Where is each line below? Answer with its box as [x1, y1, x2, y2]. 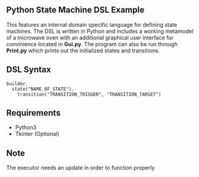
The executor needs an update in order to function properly [6, 164, 155, 172]
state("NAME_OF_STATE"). [12, 86, 75, 92]
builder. [6, 80, 29, 87]
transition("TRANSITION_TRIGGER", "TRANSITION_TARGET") [17, 91, 162, 97]
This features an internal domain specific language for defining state [6, 21, 177, 28]
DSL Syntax [6, 64, 52, 75]
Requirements [6, 108, 61, 118]
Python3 [15, 124, 36, 131]
